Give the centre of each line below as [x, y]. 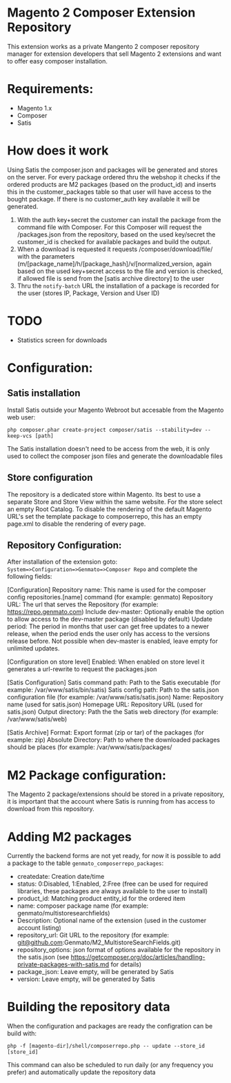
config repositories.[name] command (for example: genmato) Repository [110, 597]
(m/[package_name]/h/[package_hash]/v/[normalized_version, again [114, 264]
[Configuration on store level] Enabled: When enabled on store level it [106, 662]
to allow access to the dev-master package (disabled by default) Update [110, 619]
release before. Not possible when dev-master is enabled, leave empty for [113, 641]
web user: [21, 417]
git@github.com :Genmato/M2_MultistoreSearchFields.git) [99, 942]
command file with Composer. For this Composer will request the [109, 227]
